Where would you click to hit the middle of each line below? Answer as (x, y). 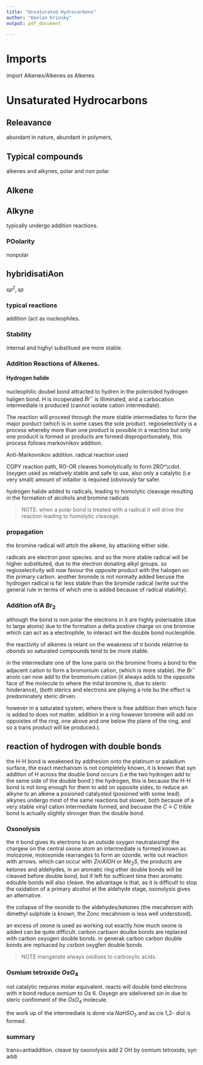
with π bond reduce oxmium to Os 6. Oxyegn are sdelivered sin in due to (97, 993)
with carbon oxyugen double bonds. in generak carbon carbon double (94, 938)
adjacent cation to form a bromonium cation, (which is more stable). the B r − (101, 670)
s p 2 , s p (15, 289)
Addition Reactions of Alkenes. (53, 363)
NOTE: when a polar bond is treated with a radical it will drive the (102, 510)
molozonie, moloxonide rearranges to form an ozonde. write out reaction (97, 855)
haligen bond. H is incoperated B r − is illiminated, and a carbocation (90, 398)
